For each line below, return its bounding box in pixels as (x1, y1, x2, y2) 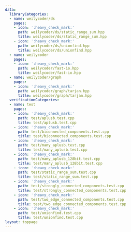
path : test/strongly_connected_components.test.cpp (17, 183, 124, 188)
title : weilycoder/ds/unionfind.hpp (17, 48, 92, 53)
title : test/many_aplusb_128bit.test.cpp (17, 161, 103, 166)
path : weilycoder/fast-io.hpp (17, 66, 79, 71)
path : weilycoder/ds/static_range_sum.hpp (17, 30, 105, 35)
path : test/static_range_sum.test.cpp (17, 170, 96, 175)
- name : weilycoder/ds (9, 16, 55, 21)
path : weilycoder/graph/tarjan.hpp (17, 89, 90, 93)
